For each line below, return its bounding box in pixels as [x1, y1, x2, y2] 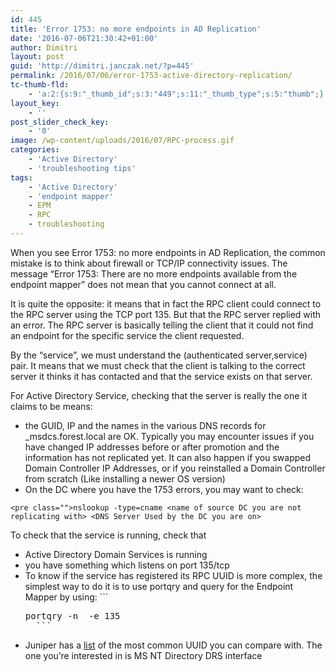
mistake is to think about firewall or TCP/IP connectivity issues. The [10, 257, 288, 269]
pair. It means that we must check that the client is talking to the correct [10, 359, 306, 371]
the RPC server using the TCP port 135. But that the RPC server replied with [10, 308, 322, 320]
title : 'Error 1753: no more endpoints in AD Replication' [10, 24, 262, 34]
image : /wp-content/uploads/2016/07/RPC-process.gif [10, 136, 235, 146]
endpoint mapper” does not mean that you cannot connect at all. [10, 278, 277, 290]
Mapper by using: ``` [24, 591, 109, 603]
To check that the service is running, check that [10, 529, 207, 541]
